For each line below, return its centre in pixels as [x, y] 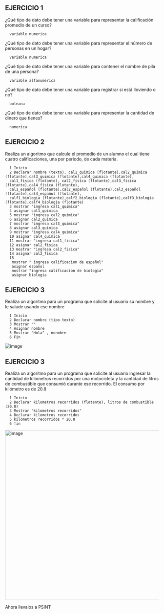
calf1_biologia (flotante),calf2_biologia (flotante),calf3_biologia [82, 198]
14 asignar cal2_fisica [33, 253]
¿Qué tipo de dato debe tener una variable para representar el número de [79, 43]
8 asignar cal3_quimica [33, 228]
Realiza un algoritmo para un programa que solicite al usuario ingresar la [78, 373]
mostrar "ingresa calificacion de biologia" [58, 271]
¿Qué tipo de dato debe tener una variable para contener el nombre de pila [80, 66]
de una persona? [22, 71]
